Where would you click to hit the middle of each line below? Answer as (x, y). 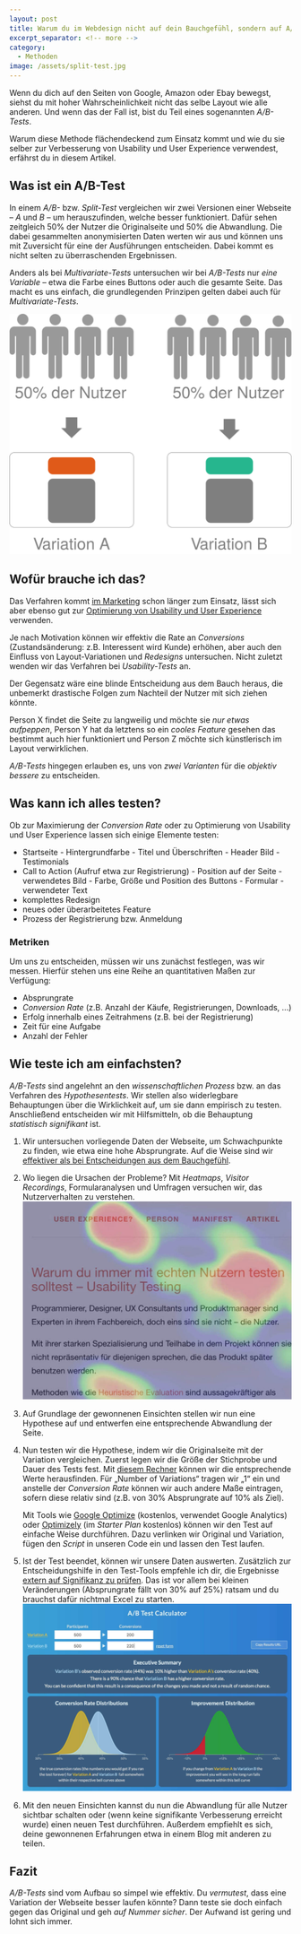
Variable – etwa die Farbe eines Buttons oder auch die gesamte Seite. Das (146, 282)
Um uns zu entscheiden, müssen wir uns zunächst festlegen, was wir (137, 961)
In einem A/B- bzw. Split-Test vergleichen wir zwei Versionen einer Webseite (150, 207)
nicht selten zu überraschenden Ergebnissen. (93, 255)
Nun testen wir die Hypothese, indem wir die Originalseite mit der (142, 1450)
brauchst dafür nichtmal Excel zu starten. (98, 1599)
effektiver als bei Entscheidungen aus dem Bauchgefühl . (126, 1160)
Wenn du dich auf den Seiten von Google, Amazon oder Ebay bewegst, (140, 93)
